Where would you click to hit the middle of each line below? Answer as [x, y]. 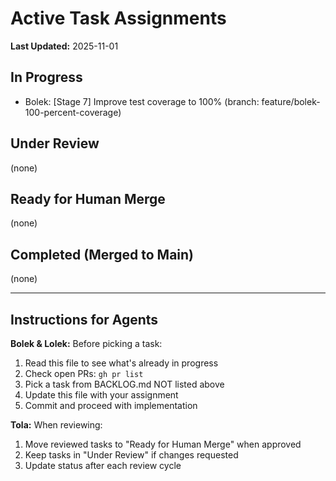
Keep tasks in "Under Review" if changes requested [131, 455]
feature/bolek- [291, 101]
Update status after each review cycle [103, 465]
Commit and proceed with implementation [111, 405]
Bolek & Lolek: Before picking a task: [86, 343]
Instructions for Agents [84, 319]
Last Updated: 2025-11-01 [64, 46]
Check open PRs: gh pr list [84, 373]
